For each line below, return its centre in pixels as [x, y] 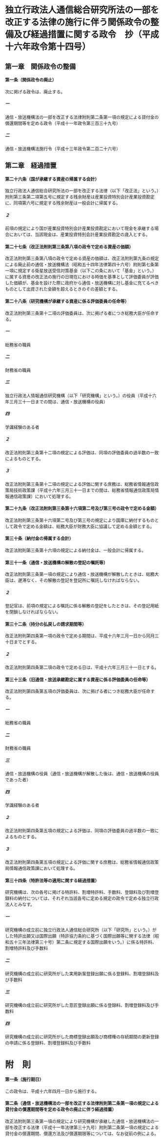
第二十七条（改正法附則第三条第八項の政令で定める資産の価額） [69, 247]
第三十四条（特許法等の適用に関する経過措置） [52, 880]
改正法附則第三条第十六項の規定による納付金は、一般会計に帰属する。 [76, 550]
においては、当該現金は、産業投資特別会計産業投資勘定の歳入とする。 [80, 235]
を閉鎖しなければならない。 [33, 612]
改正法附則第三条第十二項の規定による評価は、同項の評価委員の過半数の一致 [82, 452]
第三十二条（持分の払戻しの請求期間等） [46, 624]
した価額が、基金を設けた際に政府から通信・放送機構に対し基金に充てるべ [80, 283]
